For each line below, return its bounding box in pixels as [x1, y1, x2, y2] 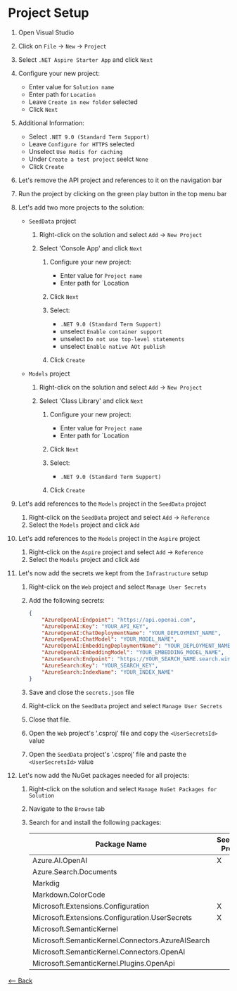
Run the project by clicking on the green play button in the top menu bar [18, 189, 227, 198]
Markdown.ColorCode [32, 890, 105, 900]
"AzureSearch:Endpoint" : [41, 656, 115, 663]
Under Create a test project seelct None [28, 155, 148, 163]
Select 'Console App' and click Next [39, 244, 143, 252]
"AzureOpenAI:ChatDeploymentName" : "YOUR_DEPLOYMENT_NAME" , [41, 629, 222, 637]
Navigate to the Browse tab [28, 804, 105, 813]
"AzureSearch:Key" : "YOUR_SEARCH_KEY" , [41, 662, 159, 669]
